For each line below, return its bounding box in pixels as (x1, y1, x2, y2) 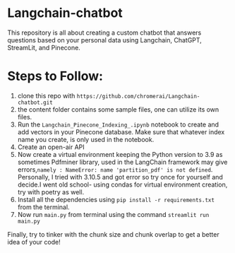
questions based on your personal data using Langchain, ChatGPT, (7, 35, 203, 44)
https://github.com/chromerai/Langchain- (76, 93, 200, 100)
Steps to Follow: (7, 69, 104, 84)
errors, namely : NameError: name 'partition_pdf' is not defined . (17, 165, 213, 174)
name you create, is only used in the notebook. (17, 135, 155, 143)
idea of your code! (7, 237, 61, 246)
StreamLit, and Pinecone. (7, 43, 81, 52)
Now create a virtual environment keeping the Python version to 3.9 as (17, 150, 223, 158)
